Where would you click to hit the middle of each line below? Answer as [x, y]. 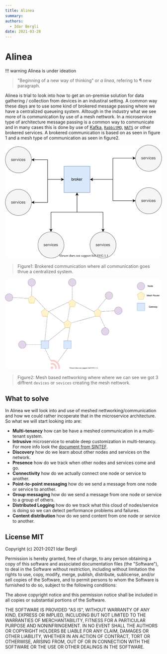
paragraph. [29, 86]
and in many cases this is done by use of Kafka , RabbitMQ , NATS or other [78, 127]
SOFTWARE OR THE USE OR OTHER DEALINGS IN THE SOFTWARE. [75, 647]
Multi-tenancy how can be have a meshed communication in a [77, 431]
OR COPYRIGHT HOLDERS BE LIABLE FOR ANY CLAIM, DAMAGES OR [77, 631]
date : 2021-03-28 [23, 32]
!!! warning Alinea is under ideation [41, 71]
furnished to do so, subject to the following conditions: [61, 585]
